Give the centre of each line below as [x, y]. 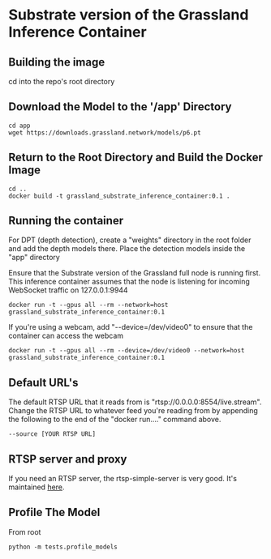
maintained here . [37, 487]
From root [25, 531]
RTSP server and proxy [68, 459]
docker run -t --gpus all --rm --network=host [88, 305]
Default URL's [43, 382]
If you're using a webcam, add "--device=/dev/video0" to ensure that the [131, 327]
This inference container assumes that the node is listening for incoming [129, 282]
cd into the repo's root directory [62, 81]
